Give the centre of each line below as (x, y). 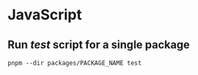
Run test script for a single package (99, 45)
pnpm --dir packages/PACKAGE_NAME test (75, 63)
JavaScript (45, 15)
